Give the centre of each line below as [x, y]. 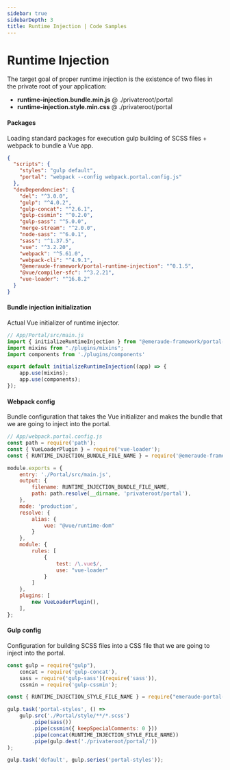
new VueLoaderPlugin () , [65, 602]
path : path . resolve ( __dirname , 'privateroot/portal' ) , [112, 494]
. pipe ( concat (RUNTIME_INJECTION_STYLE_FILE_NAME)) [105, 735]
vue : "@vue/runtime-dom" [79, 526]
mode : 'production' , [49, 506]
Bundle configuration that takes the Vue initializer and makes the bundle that [115, 417]
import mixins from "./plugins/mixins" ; [66, 348]
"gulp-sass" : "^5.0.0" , [53, 222]
